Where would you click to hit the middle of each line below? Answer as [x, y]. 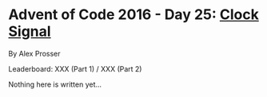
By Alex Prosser [35, 53]
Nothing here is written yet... [55, 84]
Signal [30, 31]
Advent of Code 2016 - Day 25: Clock [134, 15]
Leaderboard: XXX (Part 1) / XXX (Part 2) [75, 68]
